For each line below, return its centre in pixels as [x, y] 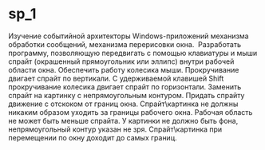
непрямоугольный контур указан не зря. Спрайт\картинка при [115, 129]
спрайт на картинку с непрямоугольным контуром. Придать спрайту [127, 95]
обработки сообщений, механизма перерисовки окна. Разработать [125, 44]
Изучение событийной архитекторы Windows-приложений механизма [129, 36]
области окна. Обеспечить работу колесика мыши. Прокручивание [124, 69]
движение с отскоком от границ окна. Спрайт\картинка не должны [123, 104]
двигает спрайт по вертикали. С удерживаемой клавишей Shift [116, 78]
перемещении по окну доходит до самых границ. [93, 137]
